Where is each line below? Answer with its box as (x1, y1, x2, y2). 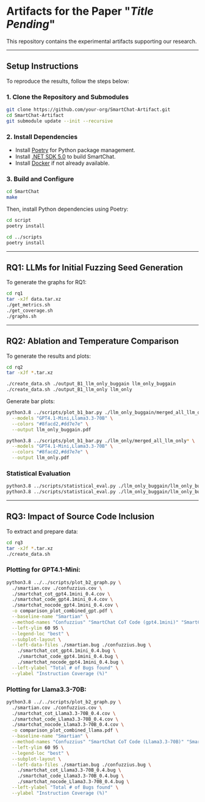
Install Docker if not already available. (15, 159, 110, 167)
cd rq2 (6, 364, 23, 370)
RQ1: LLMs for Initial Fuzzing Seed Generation (6, 262, 183, 273)
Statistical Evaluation (6, 469, 71, 477)
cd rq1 (6, 290, 23, 297)
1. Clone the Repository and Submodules (6, 93, 129, 101)
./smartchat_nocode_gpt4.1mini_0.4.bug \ (17, 659, 124, 665)
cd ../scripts (6, 234, 43, 240)
